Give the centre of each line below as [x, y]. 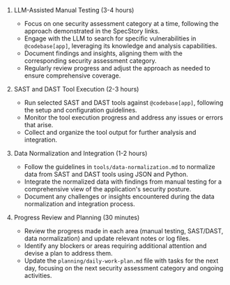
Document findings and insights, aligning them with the [103, 53]
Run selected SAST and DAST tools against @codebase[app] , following [124, 103]
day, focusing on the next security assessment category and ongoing [124, 268]
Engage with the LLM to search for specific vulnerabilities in [110, 38]
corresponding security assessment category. [90, 61]
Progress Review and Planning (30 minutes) [77, 217]
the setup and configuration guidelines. [80, 110]
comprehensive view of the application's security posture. [108, 189]
